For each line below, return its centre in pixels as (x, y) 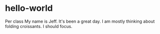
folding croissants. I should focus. (39, 26)
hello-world (29, 8)
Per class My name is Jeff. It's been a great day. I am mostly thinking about (80, 21)
